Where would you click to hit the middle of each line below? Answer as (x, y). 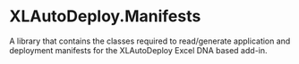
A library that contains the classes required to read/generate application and (150, 41)
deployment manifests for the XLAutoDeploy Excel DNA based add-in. (138, 50)
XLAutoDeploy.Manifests (105, 16)
